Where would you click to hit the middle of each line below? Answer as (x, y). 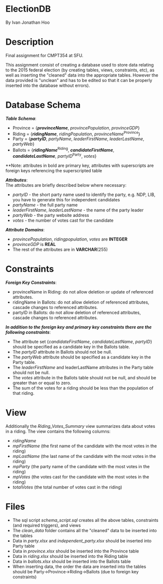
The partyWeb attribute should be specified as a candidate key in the (82, 357)
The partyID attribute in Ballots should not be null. (62, 352)
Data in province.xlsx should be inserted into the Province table (76, 551)
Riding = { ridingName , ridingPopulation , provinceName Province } (76, 133)
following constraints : (28, 332)
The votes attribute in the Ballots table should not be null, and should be (84, 377)
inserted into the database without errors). (48, 85)
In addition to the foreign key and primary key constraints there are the (79, 327)
